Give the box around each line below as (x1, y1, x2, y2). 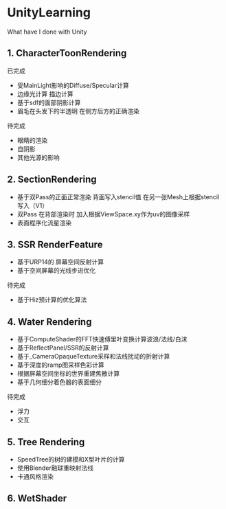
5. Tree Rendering (7, 436, 85, 448)
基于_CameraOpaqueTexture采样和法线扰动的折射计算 (16, 352, 170, 361)
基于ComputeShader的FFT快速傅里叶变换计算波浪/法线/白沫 (16, 335, 188, 343)
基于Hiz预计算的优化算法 (16, 295, 87, 304)
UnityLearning (7, 5, 91, 21)
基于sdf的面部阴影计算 (16, 98, 81, 106)
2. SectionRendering (7, 174, 98, 185)
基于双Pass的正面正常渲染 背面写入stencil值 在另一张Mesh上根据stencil (16, 192, 220, 201)
